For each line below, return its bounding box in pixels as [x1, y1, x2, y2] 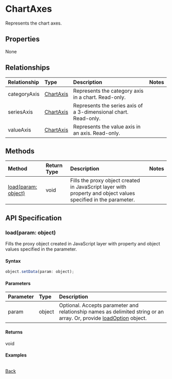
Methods [5, 146, 35, 155]
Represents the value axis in [73, 123, 141, 130]
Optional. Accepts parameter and [58, 302, 139, 309]
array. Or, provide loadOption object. [58, 314, 147, 322]
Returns [5, 329, 23, 335]
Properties [5, 35, 40, 44]
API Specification [5, 214, 62, 222]
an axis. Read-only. [73, 129, 120, 136]
